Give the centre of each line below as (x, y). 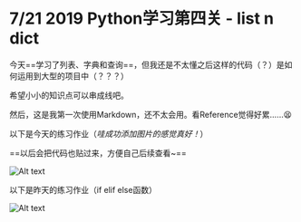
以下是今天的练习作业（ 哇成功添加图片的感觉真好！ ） (109, 133)
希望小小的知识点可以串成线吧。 (69, 95)
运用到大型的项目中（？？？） (73, 76)
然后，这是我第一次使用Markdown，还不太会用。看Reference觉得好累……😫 (151, 114)
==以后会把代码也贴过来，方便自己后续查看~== (98, 153)
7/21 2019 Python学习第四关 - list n (142, 19)
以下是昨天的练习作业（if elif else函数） (83, 189)
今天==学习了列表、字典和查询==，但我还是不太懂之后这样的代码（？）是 (147, 64)
